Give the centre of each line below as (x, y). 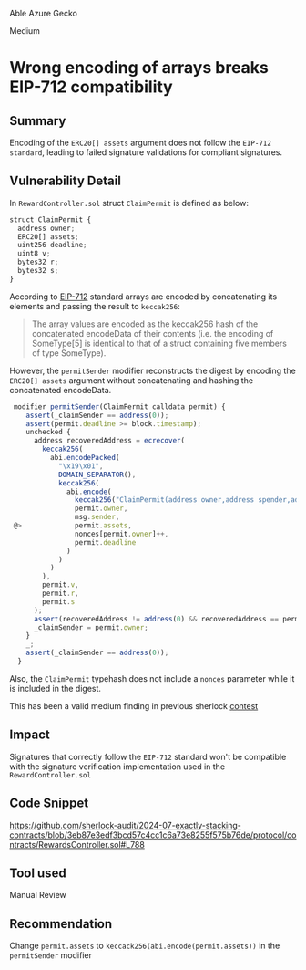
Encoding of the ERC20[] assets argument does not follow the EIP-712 (140, 142)
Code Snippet (49, 803)
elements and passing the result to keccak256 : (95, 306)
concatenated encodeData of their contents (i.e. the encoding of (153, 333)
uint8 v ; (34, 254)
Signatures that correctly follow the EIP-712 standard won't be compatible (148, 756)
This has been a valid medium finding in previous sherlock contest (134, 705)
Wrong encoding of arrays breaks (139, 68)
